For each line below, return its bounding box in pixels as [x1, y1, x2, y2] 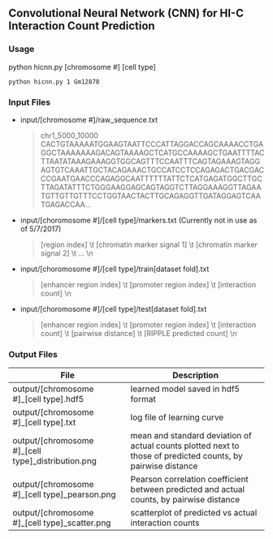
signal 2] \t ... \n [40, 248, 93, 258]
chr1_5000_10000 [40, 130, 99, 140]
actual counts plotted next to [130, 440, 240, 451]
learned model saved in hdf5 [130, 383, 240, 395]
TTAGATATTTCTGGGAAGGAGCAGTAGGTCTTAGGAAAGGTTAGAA [40, 182, 262, 192]
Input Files [8, 97, 51, 108]
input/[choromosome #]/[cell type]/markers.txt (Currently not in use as [19, 215, 258, 225]
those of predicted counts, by [130, 451, 243, 462]
